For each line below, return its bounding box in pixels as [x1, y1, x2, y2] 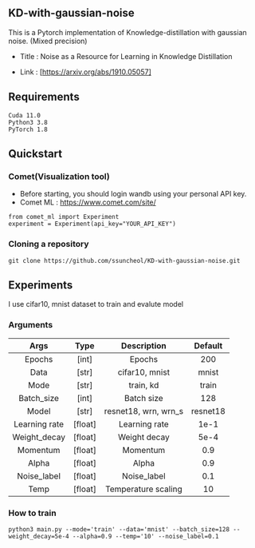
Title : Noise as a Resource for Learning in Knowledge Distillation [19, 51, 233, 61]
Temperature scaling [104, 483, 183, 494]
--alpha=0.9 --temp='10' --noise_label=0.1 [72, 533, 219, 541]
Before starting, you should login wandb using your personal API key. [19, 189, 247, 199]
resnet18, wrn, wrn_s [104, 405, 184, 416]
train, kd [128, 379, 159, 391]
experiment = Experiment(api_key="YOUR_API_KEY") [8, 220, 177, 228]
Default [194, 340, 223, 351]
